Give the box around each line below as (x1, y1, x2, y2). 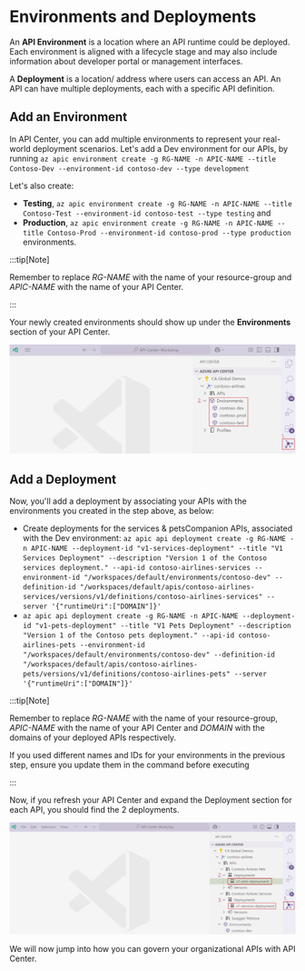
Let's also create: (9, 180, 74, 191)
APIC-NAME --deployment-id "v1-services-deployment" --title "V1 (31, 544, 283, 553)
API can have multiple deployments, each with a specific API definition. (9, 83, 275, 94)
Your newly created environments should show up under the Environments (9, 316, 291, 327)
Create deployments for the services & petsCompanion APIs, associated (22, 523, 293, 534)
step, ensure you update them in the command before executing (9, 759, 250, 770)
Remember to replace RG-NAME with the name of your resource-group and (9, 271, 292, 283)
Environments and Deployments (9, 6, 257, 27)
